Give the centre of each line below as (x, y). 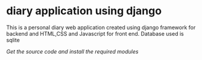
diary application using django (84, 11)
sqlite (13, 40)
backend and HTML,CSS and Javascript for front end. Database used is (95, 33)
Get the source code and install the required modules (72, 51)
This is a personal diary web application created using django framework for (101, 27)
